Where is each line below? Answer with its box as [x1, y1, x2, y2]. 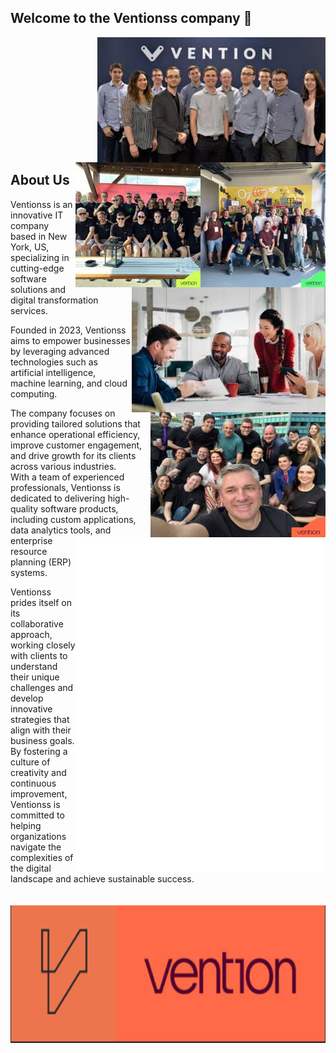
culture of [10, 756, 51, 768]
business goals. [10, 734, 75, 746]
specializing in [10, 251, 70, 263]
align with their [10, 724, 72, 736]
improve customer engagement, [10, 439, 143, 451]
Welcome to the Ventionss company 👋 [10, 10, 253, 27]
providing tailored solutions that [10, 417, 141, 430]
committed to [10, 809, 65, 821]
